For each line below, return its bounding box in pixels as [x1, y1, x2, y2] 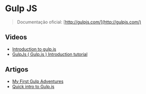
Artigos [5, 65, 28, 74]
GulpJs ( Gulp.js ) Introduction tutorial [12, 51, 88, 57]
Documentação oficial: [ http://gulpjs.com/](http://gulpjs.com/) [17, 19, 142, 25]
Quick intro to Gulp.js [12, 83, 55, 89]
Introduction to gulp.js [12, 46, 56, 52]
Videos [5, 33, 27, 41]
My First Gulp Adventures [12, 78, 64, 84]
